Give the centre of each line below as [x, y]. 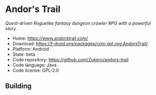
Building [18, 86]
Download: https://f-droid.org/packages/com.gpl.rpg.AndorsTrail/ [80, 43]
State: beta [24, 54]
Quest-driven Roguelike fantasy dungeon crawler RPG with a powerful [78, 23]
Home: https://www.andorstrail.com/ [50, 38]
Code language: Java [34, 65]
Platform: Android [31, 49]
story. [11, 28]
